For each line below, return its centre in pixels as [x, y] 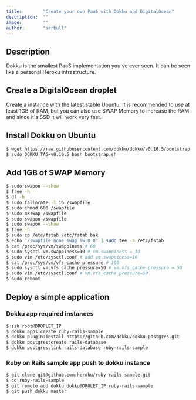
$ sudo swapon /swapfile [36, 219]
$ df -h [16, 197]
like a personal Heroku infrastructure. [51, 72]
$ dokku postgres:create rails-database [56, 343]
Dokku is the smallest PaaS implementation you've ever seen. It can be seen [98, 66]
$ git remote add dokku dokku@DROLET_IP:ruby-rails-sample [80, 386]
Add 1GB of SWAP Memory [56, 173]
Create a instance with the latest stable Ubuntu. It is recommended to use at [98, 104]
